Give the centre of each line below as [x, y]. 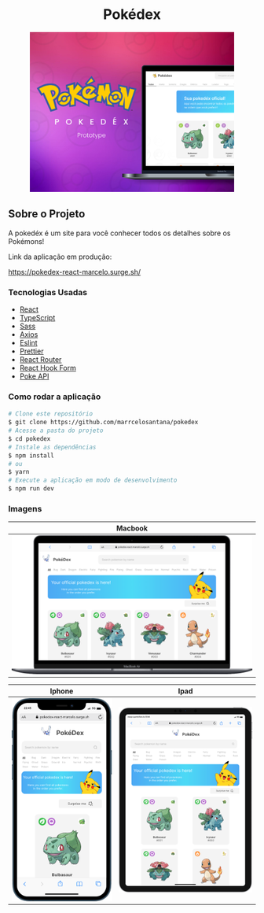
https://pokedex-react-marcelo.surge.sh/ [75, 272]
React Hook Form [48, 368]
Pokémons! [26, 241]
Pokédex [132, 15]
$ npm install [31, 455]
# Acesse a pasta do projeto [56, 431]
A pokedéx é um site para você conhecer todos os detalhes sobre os [119, 233]
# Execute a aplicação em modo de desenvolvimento [93, 481]
